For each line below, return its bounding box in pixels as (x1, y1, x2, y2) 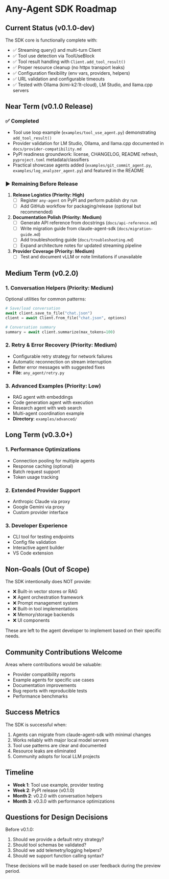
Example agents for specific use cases (12, 677, 94, 683)
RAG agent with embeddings (12, 394, 73, 400)
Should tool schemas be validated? (12, 842, 87, 848)
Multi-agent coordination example (12, 411, 84, 417)
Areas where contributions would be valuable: (5, 661, 102, 667)
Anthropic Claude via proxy (12, 498, 70, 505)
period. (5, 868, 20, 874)
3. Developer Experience (5, 522, 68, 529)
